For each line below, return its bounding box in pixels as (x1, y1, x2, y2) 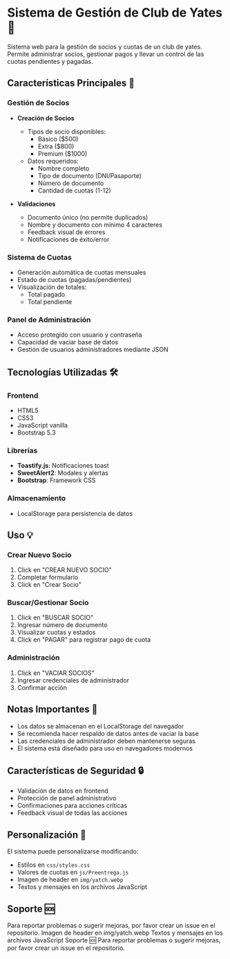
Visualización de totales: (17, 283, 87, 291)
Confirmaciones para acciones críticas (17, 802, 128, 810)
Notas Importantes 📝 (7, 703, 98, 715)
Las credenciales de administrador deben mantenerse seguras (17, 737, 195, 745)
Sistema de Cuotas (7, 252, 73, 262)
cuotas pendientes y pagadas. (7, 57, 93, 65)
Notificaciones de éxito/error (27, 235, 110, 243)
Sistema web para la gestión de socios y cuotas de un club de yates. (7, 42, 202, 51)
